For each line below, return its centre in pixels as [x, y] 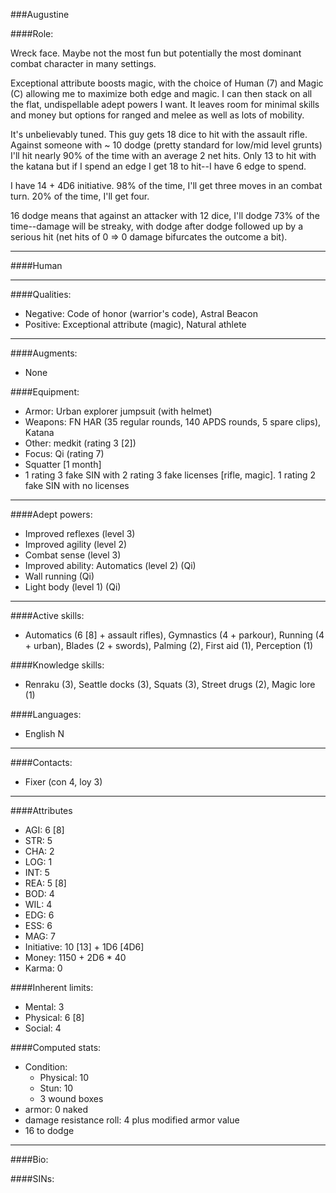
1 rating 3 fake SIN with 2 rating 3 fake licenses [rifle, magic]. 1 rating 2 [170, 475]
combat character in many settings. [83, 63]
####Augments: [44, 353]
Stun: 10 [56, 1088]
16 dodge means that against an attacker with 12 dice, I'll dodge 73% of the [165, 215]
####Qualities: [41, 294]
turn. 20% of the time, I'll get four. [80, 196]
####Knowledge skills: [57, 665]
